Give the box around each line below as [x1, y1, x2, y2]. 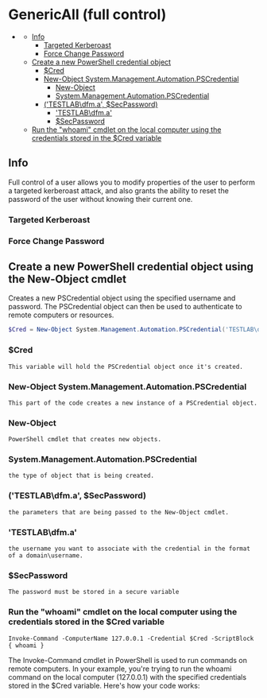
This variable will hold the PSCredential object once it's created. [8, 363, 244, 370]
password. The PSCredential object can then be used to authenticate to [8, 302, 242, 312]
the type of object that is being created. [8, 471, 155, 480]
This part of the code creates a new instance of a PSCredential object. [8, 399, 258, 407]
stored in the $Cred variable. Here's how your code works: [8, 681, 200, 690]
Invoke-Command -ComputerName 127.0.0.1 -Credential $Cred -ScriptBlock [8, 634, 254, 642]
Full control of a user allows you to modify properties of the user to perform [8, 177, 256, 187]
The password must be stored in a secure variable [8, 588, 180, 596]
